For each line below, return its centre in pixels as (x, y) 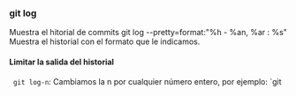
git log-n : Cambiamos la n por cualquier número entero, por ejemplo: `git (147, 81)
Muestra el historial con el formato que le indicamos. (105, 41)
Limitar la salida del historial (62, 62)
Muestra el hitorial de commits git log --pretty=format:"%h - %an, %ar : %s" (148, 33)
